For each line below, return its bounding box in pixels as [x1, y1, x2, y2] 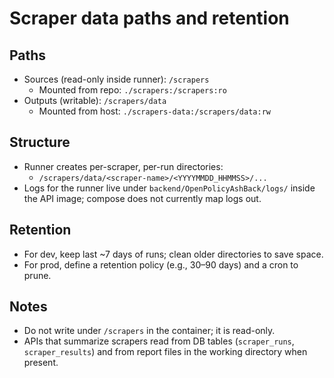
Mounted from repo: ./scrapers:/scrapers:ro [38, 84, 227, 96]
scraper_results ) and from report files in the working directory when [23, 346, 308, 358]
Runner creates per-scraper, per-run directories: [23, 160, 224, 172]
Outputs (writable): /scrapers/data [23, 95, 167, 106]
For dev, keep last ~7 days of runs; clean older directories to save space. [23, 248, 324, 260]
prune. [23, 269, 52, 281]
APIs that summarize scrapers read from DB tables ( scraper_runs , [23, 335, 295, 347]
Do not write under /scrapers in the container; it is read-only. [23, 325, 276, 337]
